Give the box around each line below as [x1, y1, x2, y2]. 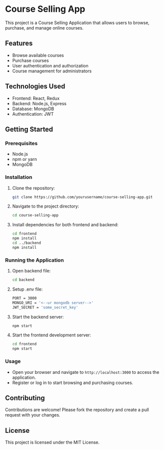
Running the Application [5, 257, 64, 264]
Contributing [5, 393, 45, 402]
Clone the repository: [12, 185, 55, 191]
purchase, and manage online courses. [5, 25, 84, 30]
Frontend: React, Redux [12, 95, 60, 101]
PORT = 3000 [12, 296, 37, 300]
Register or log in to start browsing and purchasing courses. [12, 380, 134, 386]
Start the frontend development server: [12, 332, 92, 338]
